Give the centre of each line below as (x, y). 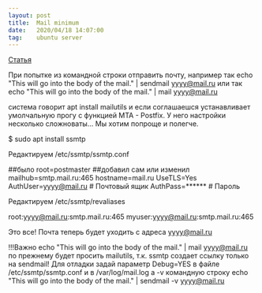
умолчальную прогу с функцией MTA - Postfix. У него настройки (117, 116)
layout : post (30, 15)
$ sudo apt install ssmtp (47, 139)
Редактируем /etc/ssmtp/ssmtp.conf (69, 154)
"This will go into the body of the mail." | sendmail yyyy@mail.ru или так (125, 83)
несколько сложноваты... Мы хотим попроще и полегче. (103, 124)
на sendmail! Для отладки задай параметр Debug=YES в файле (114, 264)
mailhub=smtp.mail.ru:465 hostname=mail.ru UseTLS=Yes (103, 178)
